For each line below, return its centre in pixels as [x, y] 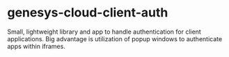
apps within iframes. [37, 46]
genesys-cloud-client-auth [88, 13]
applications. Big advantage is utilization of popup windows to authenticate [115, 38]
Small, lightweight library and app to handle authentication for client [104, 32]
